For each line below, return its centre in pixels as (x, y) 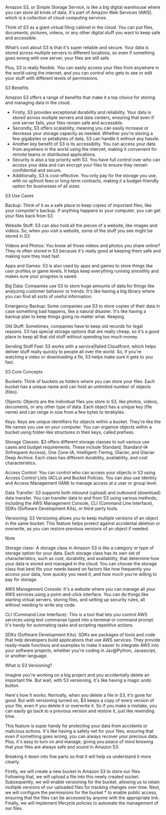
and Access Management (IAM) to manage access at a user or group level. (81, 483)
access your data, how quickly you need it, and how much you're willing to (81, 574)
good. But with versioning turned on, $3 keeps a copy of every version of (80, 700)
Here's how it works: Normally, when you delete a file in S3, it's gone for (79, 695)
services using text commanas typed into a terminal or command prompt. (80, 620)
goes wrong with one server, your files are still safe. (58, 58)
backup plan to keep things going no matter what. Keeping (65, 316)
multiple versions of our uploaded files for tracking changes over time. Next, (83, 787)
